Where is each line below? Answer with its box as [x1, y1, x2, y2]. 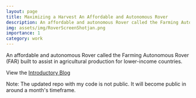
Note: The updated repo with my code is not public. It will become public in [6, 80, 187, 87]
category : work [6, 36, 43, 41]
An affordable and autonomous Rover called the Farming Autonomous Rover [6, 52, 190, 58]
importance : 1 [6, 30, 41, 36]
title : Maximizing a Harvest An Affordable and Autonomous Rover [6, 14, 168, 20]
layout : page [6, 8, 38, 15]
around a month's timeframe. [6, 87, 76, 93]
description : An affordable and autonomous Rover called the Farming [6, 19, 179, 25]
